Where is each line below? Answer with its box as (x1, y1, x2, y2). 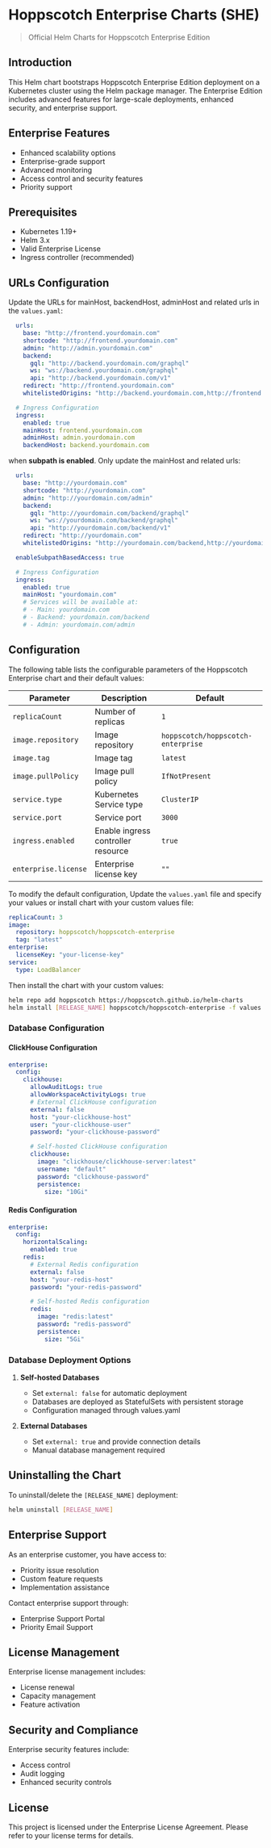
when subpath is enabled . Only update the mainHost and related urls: (8, 456, 240, 466)
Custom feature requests (19, 1574, 103, 1583)
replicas (94, 716, 125, 727)
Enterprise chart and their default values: (8, 673, 144, 683)
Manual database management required (31, 1445, 165, 1455)
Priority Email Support (19, 1622, 94, 1632)
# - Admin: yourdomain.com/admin (23, 620, 135, 629)
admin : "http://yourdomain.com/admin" (23, 494, 153, 502)
